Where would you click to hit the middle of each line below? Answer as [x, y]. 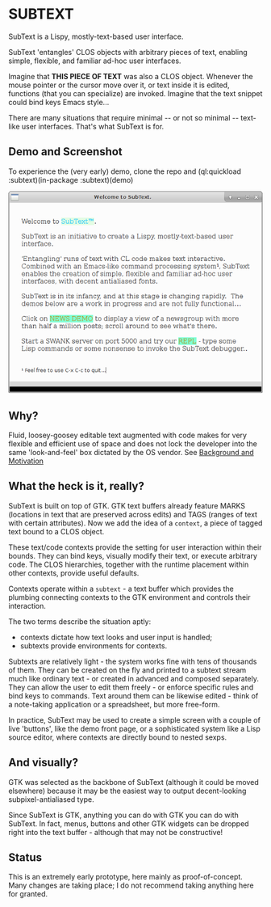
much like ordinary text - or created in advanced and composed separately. [134, 678]
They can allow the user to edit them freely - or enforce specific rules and [131, 687]
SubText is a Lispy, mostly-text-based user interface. [96, 36]
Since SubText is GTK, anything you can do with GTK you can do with [124, 815]
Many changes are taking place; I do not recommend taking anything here [131, 885]
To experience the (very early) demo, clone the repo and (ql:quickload [125, 171]
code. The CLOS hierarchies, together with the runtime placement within [129, 564]
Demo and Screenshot [65, 152]
